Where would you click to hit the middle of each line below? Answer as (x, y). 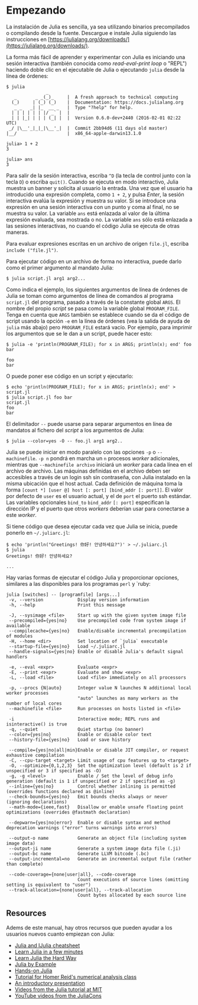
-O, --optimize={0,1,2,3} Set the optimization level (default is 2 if (100, 765)
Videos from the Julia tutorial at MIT (58, 989)
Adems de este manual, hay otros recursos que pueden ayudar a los (89, 927)
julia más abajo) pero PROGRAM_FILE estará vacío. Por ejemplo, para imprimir (99, 327)
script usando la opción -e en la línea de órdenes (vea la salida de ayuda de (98, 321)
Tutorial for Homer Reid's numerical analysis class (76, 977)
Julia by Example (35, 964)
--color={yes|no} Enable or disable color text (80, 734)
